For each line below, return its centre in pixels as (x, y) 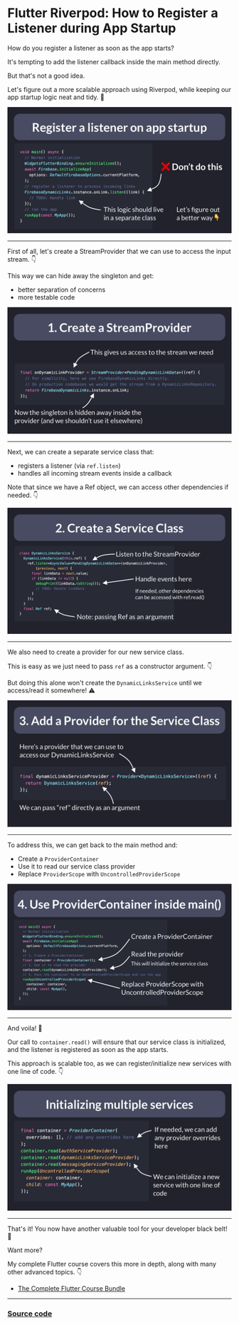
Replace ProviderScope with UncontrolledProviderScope (99, 874)
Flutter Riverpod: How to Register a (113, 13)
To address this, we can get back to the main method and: (92, 845)
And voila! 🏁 (25, 1028)
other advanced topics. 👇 (45, 1272)
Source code (30, 1314)
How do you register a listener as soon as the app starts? (91, 48)
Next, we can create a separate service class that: (81, 451)
